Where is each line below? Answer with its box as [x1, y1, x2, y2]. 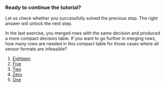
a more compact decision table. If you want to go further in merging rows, [5, 35, 157, 41]
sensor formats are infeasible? [5, 46, 68, 52]
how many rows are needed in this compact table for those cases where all [5, 41, 159, 47]
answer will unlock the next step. [5, 20, 73, 26]
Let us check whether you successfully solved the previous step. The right [5, 15, 158, 21]
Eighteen [12, 56, 31, 62]
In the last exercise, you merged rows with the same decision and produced [5, 30, 161, 36]
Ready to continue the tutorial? [5, 4, 82, 11]
